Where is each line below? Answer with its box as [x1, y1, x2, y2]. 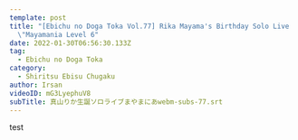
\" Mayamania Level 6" [17, 30, 100, 39]
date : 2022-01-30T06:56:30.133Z [9, 38, 131, 48]
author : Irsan [9, 80, 63, 89]
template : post [9, 13, 67, 23]
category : [9, 64, 47, 73]
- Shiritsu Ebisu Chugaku [17, 72, 116, 81]
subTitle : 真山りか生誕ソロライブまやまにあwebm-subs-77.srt [9, 97, 224, 107]
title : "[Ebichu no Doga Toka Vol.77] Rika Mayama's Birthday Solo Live [9, 22, 290, 31]
